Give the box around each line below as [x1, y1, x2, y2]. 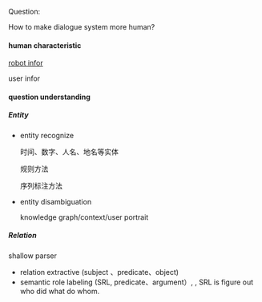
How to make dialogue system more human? [8, 22, 155, 31]
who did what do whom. [19, 286, 100, 296]
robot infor [8, 58, 44, 68]
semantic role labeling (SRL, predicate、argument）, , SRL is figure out [19, 277, 254, 287]
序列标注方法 [19, 181, 62, 190]
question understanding [8, 92, 91, 101]
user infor [8, 74, 41, 83]
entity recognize [19, 130, 75, 140]
